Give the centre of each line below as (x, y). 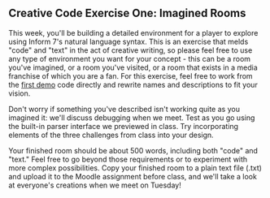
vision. (20, 93)
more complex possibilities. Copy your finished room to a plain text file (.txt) (135, 168)
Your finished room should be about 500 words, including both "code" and (133, 150)
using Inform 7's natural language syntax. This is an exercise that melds (128, 41)
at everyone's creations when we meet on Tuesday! (95, 185)
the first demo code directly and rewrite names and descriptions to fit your (133, 84)
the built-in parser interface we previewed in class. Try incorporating (123, 126)
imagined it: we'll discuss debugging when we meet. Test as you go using (132, 118)
